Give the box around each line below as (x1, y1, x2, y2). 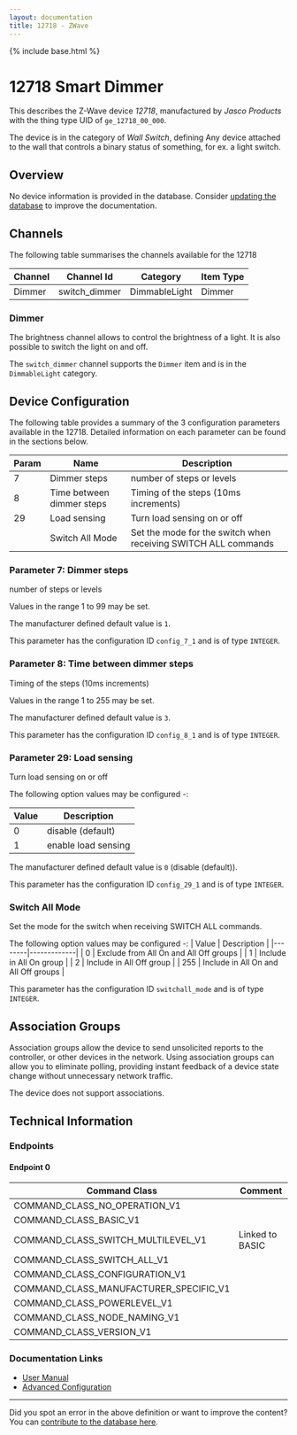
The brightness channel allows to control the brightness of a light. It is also (9, 332, 281, 343)
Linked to (238, 1228, 278, 1240)
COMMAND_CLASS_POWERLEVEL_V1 (13, 1297, 173, 1309)
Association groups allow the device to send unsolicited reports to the (9, 1043, 263, 1053)
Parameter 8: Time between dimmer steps (9, 657, 194, 670)
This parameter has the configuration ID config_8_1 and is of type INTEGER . (9, 729, 280, 740)
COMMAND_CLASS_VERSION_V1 (13, 1325, 152, 1338)
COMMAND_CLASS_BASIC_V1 (13, 1214, 141, 1226)
